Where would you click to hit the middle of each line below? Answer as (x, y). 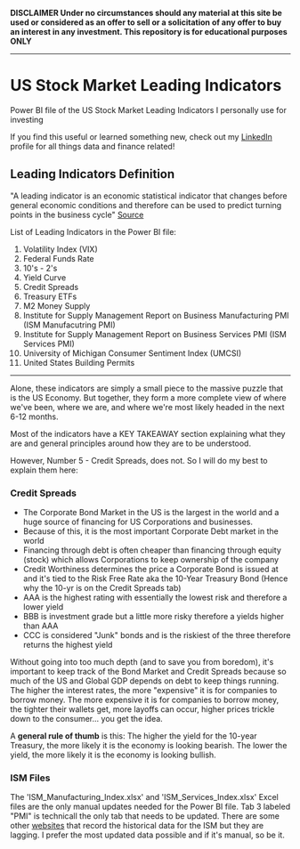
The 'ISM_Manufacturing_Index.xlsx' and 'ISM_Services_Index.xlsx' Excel (144, 797)
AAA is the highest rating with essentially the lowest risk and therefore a (155, 598)
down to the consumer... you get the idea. (86, 719)
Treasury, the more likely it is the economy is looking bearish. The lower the (149, 746)
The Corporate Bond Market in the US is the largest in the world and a (151, 513)
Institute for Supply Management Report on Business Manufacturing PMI (156, 315)
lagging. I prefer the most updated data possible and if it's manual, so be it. (148, 835)
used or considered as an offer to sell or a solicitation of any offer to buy (146, 22)
